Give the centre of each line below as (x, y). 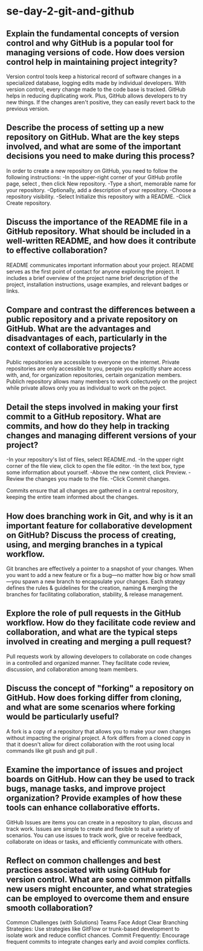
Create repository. (29, 203)
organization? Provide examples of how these (94, 798)
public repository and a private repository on (92, 319)
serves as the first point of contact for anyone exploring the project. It (93, 272)
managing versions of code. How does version (95, 52)
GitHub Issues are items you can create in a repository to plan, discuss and (100, 822)
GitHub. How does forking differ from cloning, (94, 698)
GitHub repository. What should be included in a (98, 232)
